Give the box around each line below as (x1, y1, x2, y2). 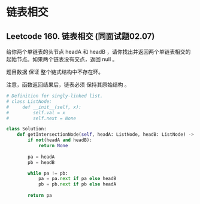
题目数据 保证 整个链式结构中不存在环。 (6, 68, 104, 75)
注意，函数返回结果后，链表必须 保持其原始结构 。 (6, 81, 130, 88)
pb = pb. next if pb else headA (38, 181, 117, 187)
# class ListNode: (6, 98, 52, 105)
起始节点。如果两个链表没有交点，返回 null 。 (6, 56, 118, 63)
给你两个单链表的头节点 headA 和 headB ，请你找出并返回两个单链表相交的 (6, 48, 191, 55)
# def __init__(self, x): (6, 104, 82, 110)
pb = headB (28, 159, 55, 165)
